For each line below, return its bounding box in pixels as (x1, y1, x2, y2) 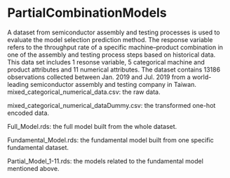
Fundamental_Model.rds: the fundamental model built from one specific (7, 135, 214, 144)
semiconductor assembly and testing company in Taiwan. (30, 80, 196, 88)
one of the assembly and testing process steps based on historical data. (7, 50, 216, 59)
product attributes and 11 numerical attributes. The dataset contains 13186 (7, 65, 221, 74)
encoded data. (7, 109, 50, 117)
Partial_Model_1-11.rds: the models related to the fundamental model (7, 156, 203, 165)
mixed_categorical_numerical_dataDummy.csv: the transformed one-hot (7, 101, 216, 109)
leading (7, 80, 29, 88)
